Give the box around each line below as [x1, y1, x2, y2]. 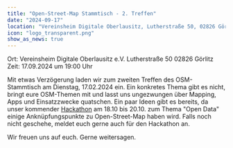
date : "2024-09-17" [7, 17, 64, 24]
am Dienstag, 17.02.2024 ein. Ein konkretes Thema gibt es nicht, [42, 83, 225, 91]
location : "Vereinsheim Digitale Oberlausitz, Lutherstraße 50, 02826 [7, 23, 216, 30]
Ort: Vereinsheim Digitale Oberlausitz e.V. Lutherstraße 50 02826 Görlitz [7, 55, 214, 63]
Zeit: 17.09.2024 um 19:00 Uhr [7, 62, 93, 71]
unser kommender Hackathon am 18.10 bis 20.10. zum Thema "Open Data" [7, 105, 220, 113]
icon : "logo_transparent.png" [7, 29, 95, 37]
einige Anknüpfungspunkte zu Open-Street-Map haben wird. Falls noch [7, 112, 212, 121]
